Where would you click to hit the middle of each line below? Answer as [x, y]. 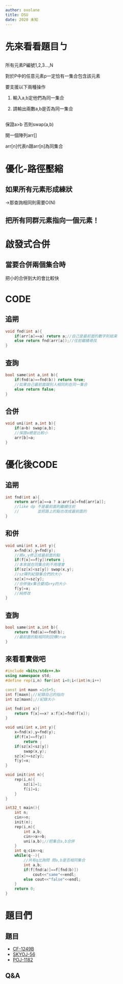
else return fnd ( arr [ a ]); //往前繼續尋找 [56, 341]
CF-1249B [23, 949]
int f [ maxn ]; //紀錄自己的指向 [35, 694]
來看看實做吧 [26, 659]
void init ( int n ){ [25, 775]
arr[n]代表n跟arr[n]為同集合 [34, 146]
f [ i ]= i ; [32, 789]
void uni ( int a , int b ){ [31, 423]
